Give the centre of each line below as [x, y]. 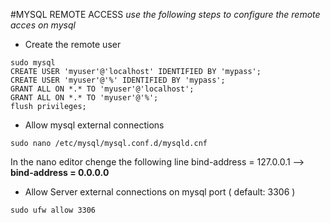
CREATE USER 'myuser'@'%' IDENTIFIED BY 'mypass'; [118, 80]
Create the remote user [73, 44]
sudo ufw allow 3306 [53, 210]
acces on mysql [43, 25]
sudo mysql [33, 63]
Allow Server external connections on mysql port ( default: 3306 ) [160, 192]
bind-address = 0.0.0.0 [60, 172]
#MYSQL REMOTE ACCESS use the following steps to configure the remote [165, 14]
